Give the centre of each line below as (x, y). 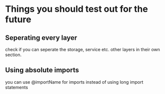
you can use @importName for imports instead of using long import (74, 82)
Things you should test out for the (77, 9)
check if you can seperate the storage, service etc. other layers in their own (83, 49)
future (18, 19)
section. (13, 55)
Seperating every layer (41, 38)
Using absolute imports (42, 70)
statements (17, 87)
